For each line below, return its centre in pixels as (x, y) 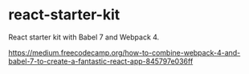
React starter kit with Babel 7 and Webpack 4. (84, 37)
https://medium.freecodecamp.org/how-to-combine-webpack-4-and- (124, 52)
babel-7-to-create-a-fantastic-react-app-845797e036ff (101, 61)
